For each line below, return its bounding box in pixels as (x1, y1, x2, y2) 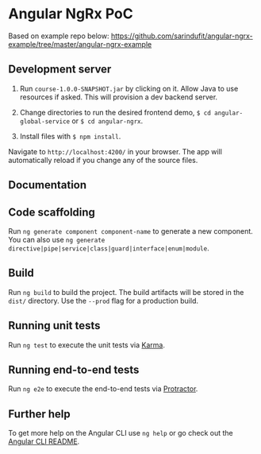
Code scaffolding (8, 205, 95, 219)
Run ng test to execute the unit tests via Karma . (8, 340, 165, 350)
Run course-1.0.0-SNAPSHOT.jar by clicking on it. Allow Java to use (19, 83, 239, 93)
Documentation (8, 178, 87, 192)
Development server (8, 63, 112, 76)
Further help (8, 407, 71, 421)
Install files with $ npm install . (19, 131, 121, 141)
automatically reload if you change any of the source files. (8, 155, 198, 165)
